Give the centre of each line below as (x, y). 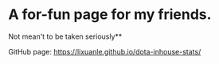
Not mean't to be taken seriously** (65, 36)
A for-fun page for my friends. (110, 15)
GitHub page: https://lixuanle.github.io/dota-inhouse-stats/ (105, 51)
